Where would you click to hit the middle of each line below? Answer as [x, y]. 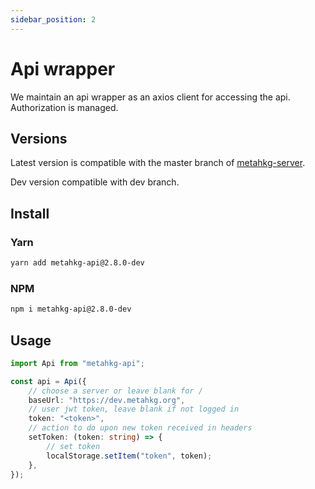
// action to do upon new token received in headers [140, 428]
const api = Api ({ [48, 381]
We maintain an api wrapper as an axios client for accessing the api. [150, 97]
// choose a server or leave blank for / [115, 391]
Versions [39, 138]
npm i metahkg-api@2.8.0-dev [71, 309]
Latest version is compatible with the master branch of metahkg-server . [158, 163]
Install [30, 213]
